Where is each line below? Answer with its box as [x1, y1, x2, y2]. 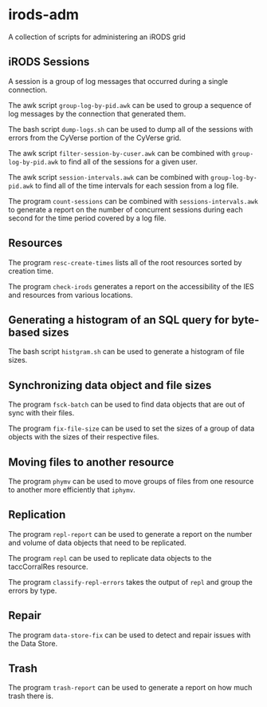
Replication [8, 508, 66, 522]
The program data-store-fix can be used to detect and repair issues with [8, 630, 251, 640]
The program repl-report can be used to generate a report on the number [8, 529, 253, 538]
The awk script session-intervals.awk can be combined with [8, 172, 210, 181]
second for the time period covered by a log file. [8, 213, 167, 223]
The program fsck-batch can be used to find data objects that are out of [8, 399, 245, 409]
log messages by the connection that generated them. [8, 109, 187, 118]
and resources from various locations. [8, 290, 133, 300]
